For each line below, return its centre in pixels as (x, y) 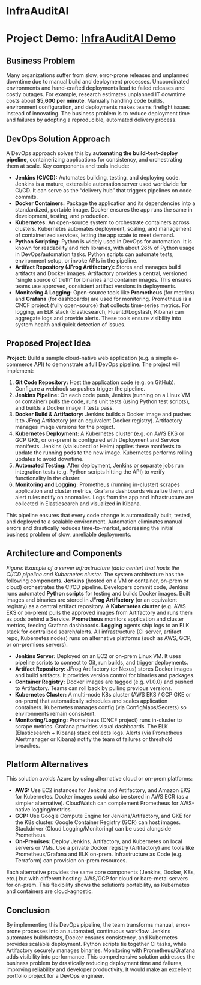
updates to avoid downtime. (49, 459)
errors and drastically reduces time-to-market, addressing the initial (90, 528)
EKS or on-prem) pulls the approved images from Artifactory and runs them (100, 612)
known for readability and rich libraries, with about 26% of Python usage (105, 248)
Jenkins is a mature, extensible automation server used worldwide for (101, 184)
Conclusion (28, 910)
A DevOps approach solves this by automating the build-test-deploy (92, 153)
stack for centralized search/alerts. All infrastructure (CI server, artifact (94, 632)
